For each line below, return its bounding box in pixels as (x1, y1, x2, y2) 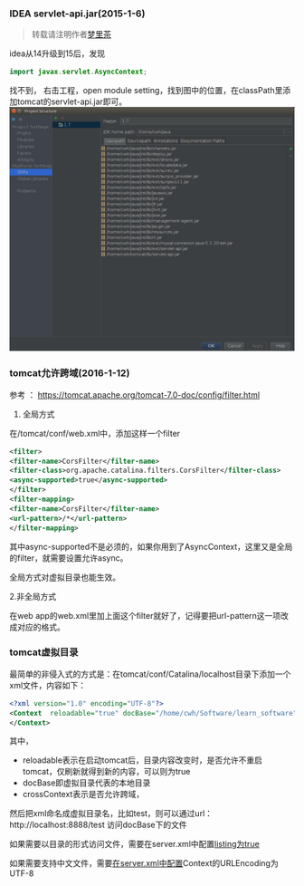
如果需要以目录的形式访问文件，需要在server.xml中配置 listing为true (9, 839, 260, 850)
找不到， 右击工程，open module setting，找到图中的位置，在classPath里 (9, 85, 283, 96)
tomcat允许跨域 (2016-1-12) (9, 367, 130, 380)
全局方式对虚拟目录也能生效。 (9, 572, 120, 583)
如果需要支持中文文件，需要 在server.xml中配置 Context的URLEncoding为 (9, 858, 279, 869)
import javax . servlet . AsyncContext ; (9, 67, 147, 77)
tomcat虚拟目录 (9, 646, 79, 659)
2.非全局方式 (9, 591, 57, 602)
